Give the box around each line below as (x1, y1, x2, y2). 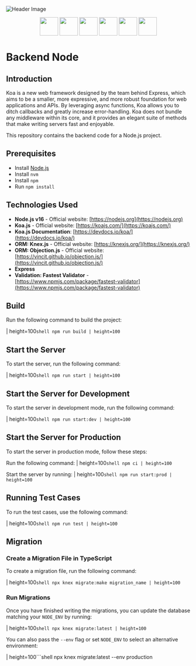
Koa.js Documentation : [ (14, 228, 75, 235)
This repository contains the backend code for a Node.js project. (6, 132, 162, 139)
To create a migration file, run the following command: (6, 568, 136, 575)
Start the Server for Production (6, 432, 121, 442)
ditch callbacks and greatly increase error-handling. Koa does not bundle (6, 108, 183, 115)
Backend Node (6, 50, 79, 64)
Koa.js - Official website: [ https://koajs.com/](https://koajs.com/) (14, 221, 171, 228)
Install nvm (14, 170, 39, 177)
